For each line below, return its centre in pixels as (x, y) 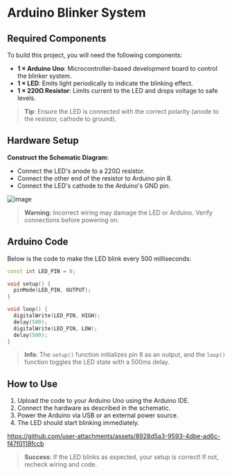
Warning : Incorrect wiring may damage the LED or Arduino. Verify (118, 212)
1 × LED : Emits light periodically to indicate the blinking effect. (105, 83)
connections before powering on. (72, 219)
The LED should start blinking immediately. (78, 423)
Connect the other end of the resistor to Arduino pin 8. (95, 178)
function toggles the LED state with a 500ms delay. (97, 362)
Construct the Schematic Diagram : (58, 157)
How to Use (33, 384)
